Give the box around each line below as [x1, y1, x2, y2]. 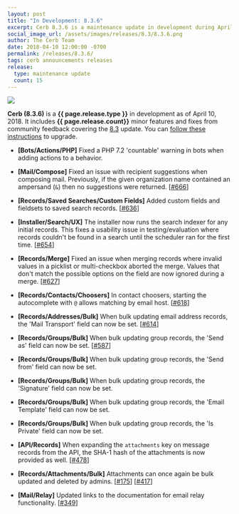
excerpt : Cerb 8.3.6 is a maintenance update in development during [7, 24, 215, 31]
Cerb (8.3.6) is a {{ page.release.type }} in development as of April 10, [7, 110, 217, 118]
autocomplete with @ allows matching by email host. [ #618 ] [17, 299, 190, 307]
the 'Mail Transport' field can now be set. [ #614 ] [17, 320, 159, 329]
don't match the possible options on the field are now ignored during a [17, 269, 225, 278]
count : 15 [14, 76, 43, 84]
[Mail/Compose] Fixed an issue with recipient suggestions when [17, 168, 208, 176]
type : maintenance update [14, 70, 91, 77]
